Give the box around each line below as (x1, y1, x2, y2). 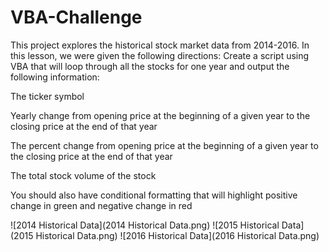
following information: (10, 71, 100, 83)
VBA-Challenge (10, 6, 143, 29)
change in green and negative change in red (10, 199, 193, 211)
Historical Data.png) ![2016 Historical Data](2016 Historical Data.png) (35, 229, 320, 241)
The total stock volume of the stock (10, 169, 157, 181)
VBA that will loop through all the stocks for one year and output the (10, 60, 290, 72)
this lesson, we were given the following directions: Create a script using (10, 49, 310, 61)
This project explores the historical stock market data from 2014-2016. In (10, 39, 310, 51)
